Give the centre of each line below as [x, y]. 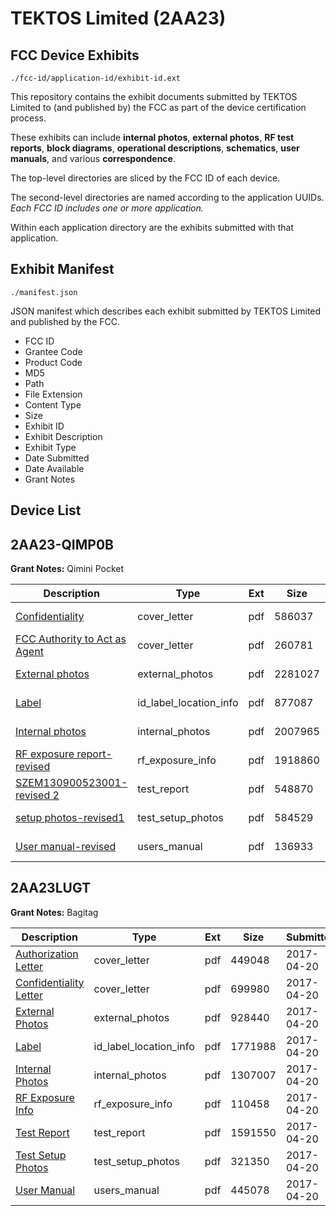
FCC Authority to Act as [71, 639]
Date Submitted [57, 458]
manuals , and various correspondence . [93, 158]
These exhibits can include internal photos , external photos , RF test [152, 137]
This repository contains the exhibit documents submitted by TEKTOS [154, 96]
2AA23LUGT [51, 888]
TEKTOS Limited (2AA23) [118, 18]
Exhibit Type [50, 447]
